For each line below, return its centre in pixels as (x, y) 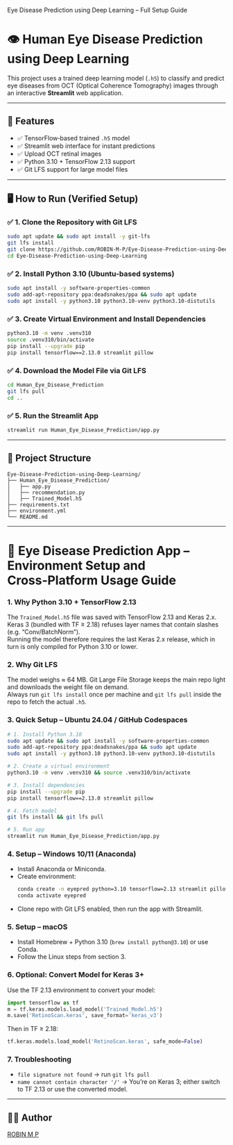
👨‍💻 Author (30, 1118)
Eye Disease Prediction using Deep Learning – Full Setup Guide (97, 10)
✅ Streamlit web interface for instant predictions (86, 146)
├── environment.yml (37, 511)
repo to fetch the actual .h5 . (47, 702)
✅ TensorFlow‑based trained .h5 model (74, 138)
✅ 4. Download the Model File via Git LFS (77, 370)
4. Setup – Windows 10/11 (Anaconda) (72, 854)
